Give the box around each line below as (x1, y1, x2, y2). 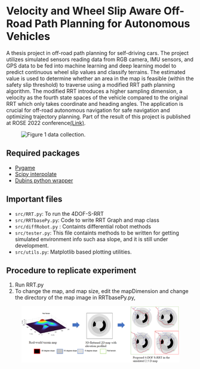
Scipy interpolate (14, 170, 57, 178)
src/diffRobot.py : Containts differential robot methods (14, 222, 151, 230)
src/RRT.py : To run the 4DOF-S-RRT (14, 210, 104, 217)
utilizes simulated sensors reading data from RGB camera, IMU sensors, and (6, 56, 194, 63)
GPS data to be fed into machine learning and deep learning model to (6, 62, 177, 69)
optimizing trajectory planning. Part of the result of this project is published (6, 112, 191, 120)
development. (14, 242, 49, 249)
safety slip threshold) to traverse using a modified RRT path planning (6, 81, 175, 88)
